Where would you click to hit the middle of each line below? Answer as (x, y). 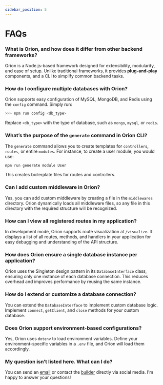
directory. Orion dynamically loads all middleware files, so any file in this (78, 203)
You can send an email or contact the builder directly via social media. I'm (79, 372)
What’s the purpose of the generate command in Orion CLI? (76, 136)
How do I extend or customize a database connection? (71, 294)
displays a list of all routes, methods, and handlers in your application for (78, 237)
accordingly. (18, 349)
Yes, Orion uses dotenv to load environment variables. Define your (71, 338)
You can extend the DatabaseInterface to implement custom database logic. (81, 305)
